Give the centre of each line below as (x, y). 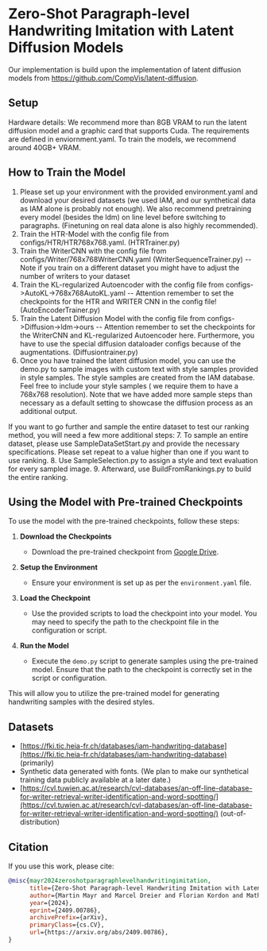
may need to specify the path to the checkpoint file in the (125, 622)
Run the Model (44, 646)
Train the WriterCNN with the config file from (93, 250)
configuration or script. (69, 630)
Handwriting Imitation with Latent (121, 31)
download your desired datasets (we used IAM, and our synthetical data (137, 200)
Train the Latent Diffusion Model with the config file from (112, 318)
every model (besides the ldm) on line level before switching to (123, 217)
